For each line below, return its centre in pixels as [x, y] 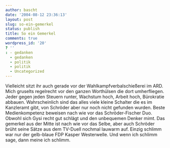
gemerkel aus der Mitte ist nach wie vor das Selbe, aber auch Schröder [80, 124]
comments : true [21, 39]
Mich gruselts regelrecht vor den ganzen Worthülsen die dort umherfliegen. [85, 91]
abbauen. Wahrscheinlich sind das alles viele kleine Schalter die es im [79, 102]
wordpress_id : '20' [26, 43]
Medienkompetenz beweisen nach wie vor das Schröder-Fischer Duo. [79, 113]
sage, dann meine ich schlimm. [38, 140]
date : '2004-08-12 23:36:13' [36, 15]
